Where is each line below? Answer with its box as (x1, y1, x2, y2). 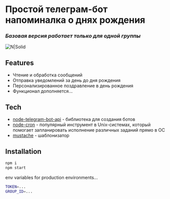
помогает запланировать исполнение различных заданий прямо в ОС (12, 127, 165, 133)
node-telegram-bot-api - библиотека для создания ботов (12, 116, 135, 123)
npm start (5, 165, 26, 170)
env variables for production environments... (5, 174, 98, 180)
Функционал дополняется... (12, 88, 73, 94)
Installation (5, 147, 42, 155)
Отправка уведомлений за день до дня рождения (12, 77, 121, 84)
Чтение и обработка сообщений (12, 72, 83, 78)
